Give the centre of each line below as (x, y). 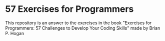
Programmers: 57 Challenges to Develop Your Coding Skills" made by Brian (83, 28)
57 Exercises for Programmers (69, 9)
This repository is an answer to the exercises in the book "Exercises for (78, 23)
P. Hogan (14, 33)
